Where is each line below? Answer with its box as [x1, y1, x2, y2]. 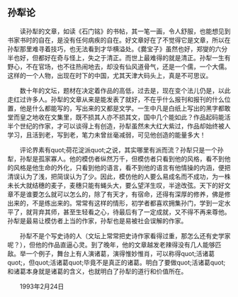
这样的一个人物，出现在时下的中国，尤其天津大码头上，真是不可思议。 [7, 71, 212, 79]
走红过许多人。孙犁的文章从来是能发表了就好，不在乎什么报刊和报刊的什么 [7, 95, 225, 103]
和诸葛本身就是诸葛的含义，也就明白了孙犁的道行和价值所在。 [7, 267, 188, 275]
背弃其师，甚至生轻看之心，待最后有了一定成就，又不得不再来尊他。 [31, 208, 231, 216]
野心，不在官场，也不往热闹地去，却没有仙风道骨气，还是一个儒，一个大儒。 [7, 62, 231, 71]
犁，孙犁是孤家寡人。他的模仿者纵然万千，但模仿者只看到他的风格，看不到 [7, 155, 225, 163]
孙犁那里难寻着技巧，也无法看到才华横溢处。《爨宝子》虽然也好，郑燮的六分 [7, 45, 228, 53]
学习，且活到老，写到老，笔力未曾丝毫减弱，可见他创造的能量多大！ [7, 130, 206, 139]
